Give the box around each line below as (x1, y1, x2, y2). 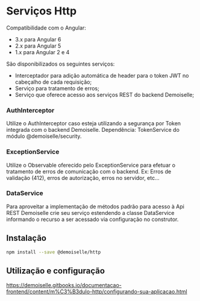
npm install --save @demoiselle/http (6, 249, 101, 255)
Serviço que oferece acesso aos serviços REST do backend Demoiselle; (14, 91, 195, 98)
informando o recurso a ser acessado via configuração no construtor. (6, 216, 179, 223)
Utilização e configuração (6, 265, 105, 276)
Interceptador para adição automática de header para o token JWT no (14, 72, 189, 79)
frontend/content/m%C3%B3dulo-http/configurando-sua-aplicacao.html (6, 288, 188, 296)
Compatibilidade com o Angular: (6, 24, 86, 31)
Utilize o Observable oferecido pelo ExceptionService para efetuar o (6, 161, 176, 169)
